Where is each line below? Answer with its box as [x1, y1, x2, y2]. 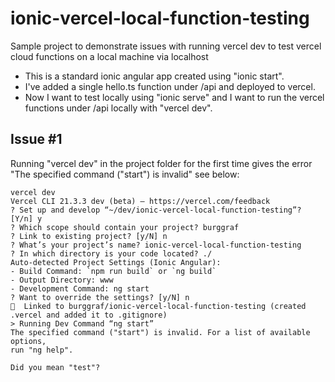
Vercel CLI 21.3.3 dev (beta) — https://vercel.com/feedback [10, 196, 271, 206]
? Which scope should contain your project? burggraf [10, 222, 240, 232]
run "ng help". [10, 345, 74, 355]
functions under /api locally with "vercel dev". [24, 102, 213, 114]
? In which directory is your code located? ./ [10, 248, 213, 259]
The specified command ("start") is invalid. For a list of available [10, 327, 311, 337]
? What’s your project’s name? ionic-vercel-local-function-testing [10, 240, 302, 250]
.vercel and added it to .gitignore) [10, 310, 168, 320]
